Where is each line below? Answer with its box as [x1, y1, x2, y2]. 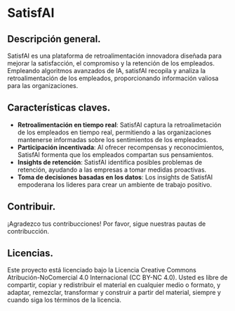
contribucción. [7, 227, 49, 235]
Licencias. [7, 248, 54, 260]
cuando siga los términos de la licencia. [7, 296, 121, 304]
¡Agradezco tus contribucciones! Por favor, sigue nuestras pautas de [7, 220, 206, 228]
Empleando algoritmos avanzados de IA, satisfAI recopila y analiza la [7, 67, 206, 75]
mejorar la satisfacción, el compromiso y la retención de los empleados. [7, 59, 215, 68]
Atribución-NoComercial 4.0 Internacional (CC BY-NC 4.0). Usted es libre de [7, 273, 228, 282]
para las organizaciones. [7, 82, 79, 89]
